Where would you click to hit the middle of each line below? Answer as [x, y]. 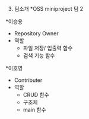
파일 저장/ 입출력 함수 [48, 48]
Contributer [28, 80]
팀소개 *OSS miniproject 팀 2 [49, 9]
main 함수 [35, 110]
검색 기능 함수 [39, 55]
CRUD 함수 [36, 95]
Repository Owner [36, 33]
